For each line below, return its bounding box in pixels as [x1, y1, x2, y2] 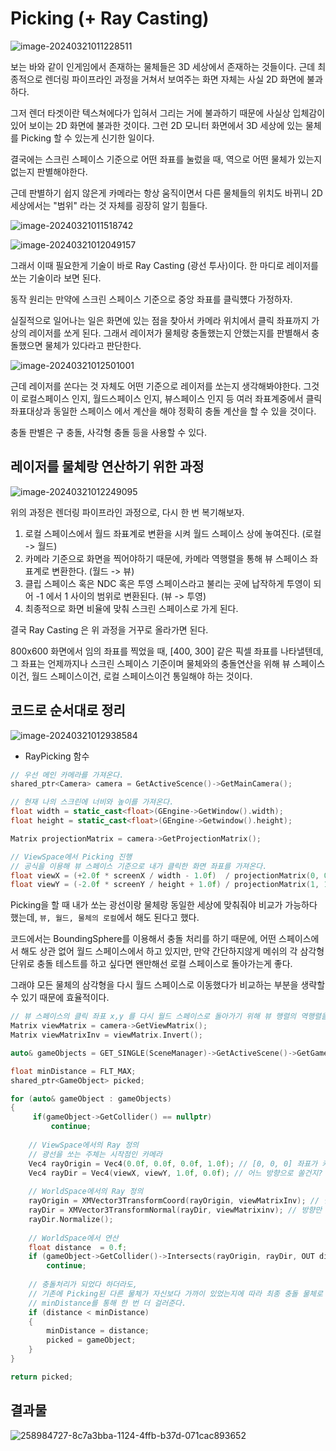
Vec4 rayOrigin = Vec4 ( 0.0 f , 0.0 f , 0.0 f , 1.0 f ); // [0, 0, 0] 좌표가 [28, 1158, 318, 1169]
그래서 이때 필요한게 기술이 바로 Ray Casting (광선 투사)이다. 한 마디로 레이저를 [10, 259, 319, 271]
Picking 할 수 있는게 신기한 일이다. [20, 132, 155, 144]
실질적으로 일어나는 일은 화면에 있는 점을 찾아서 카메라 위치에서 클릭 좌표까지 [10, 314, 310, 326]
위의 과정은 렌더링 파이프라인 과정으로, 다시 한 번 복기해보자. [10, 506, 245, 518]
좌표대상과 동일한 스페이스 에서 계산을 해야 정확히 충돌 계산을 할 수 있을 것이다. [10, 405, 317, 417]
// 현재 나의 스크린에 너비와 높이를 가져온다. [10, 797, 175, 807]
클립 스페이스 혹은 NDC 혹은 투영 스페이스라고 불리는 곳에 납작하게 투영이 [24, 577, 312, 589]
